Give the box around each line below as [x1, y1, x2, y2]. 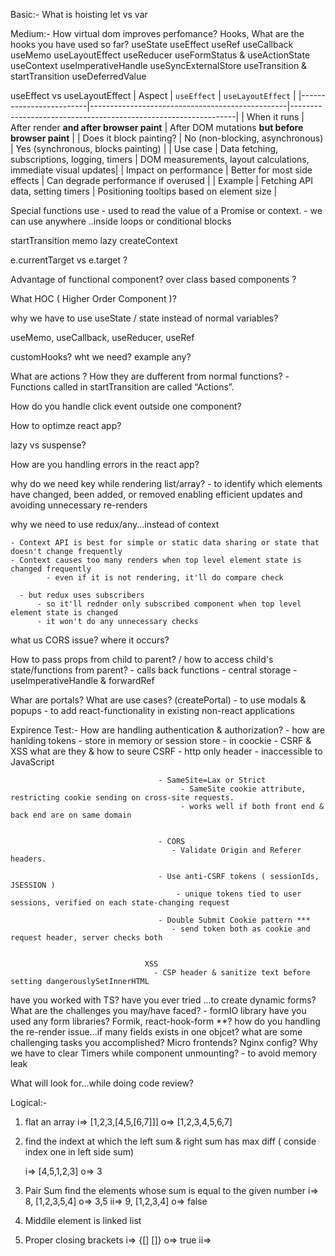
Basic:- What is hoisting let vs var [10, 9, 148, 20]
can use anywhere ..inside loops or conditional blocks [10, 215, 232, 227]
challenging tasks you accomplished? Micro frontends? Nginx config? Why [10, 1037, 318, 1048]
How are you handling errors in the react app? [10, 459, 200, 470]
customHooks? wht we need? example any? [10, 351, 192, 363]
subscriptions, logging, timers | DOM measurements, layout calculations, [10, 154, 310, 165]
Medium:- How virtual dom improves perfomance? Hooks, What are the [10, 28, 305, 39]
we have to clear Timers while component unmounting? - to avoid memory [10, 1047, 318, 1059]
